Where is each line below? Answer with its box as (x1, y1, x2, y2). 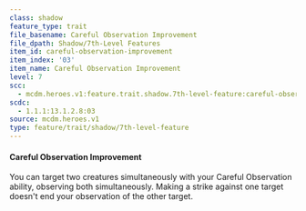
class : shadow (9, 13, 64, 23)
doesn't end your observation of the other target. (9, 191, 194, 202)
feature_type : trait (9, 22, 88, 31)
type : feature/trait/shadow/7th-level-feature (9, 124, 189, 133)
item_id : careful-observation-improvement (9, 47, 173, 56)
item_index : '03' (9, 55, 76, 65)
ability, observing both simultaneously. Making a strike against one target (9, 181, 284, 192)
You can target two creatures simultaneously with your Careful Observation (9, 172, 292, 183)
